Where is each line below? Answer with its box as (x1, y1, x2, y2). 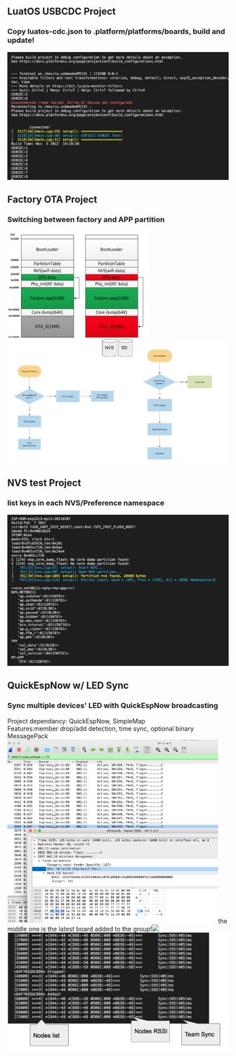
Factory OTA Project (7, 193, 98, 206)
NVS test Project (7, 477, 81, 489)
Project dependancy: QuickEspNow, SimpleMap (7, 716, 145, 725)
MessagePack (7, 731, 48, 740)
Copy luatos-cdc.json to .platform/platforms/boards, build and (7, 27, 225, 37)
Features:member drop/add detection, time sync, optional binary (7, 724, 195, 733)
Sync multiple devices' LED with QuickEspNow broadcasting (7, 701, 218, 711)
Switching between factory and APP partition (7, 214, 165, 224)
